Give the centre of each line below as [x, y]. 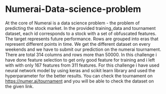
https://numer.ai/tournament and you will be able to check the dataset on [80, 81]
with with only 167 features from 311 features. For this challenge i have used [82, 65]
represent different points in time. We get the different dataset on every [78, 44]
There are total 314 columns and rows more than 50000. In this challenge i [81, 54]
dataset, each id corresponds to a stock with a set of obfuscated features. [81, 33]
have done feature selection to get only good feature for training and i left [80, 60]
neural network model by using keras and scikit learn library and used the [80, 70]
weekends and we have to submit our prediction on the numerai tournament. [83, 49]
